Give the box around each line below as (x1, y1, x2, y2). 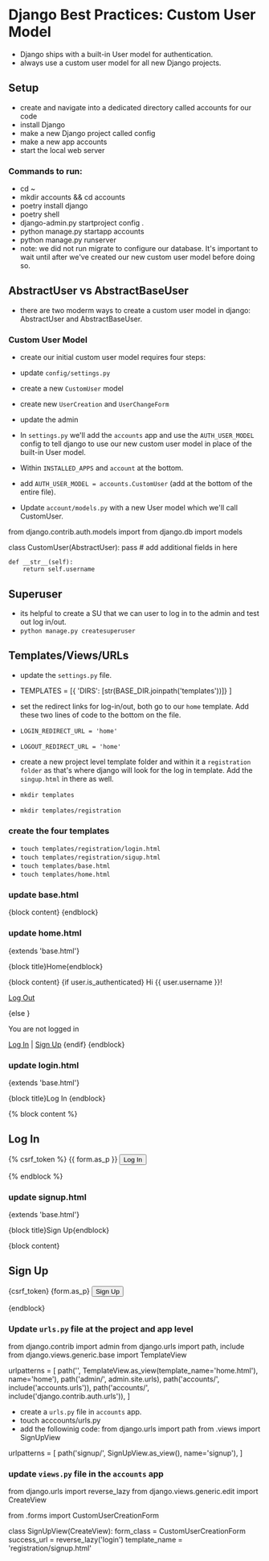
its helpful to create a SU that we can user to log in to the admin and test (19, 608, 259, 617)
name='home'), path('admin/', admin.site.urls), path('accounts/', (8, 1374, 220, 1384)
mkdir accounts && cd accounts (19, 192, 126, 202)
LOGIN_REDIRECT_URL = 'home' (19, 727, 118, 735)
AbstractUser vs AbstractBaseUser (8, 284, 189, 298)
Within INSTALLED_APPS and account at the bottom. (19, 463, 184, 473)
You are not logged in (8, 1024, 79, 1034)
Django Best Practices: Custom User (8, 6, 256, 24)
